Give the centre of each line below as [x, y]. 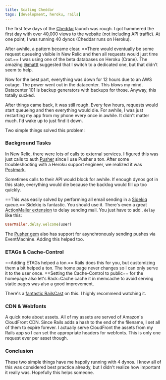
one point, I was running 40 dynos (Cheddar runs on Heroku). [68, 39]
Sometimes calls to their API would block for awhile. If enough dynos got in [82, 179]
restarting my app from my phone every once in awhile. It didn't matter [77, 115]
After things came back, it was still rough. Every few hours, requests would [82, 105]
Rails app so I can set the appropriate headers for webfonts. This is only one [83, 333]
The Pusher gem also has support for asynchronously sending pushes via [81, 234]
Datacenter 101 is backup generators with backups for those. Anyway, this [81, 90]
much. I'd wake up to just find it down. [44, 121]
